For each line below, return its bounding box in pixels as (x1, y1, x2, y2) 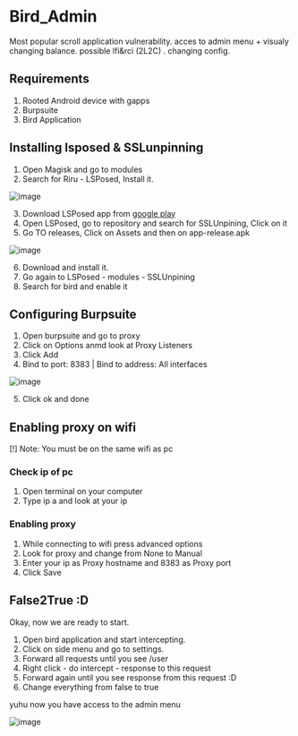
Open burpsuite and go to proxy (21, 330, 140, 341)
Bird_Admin (9, 6, 98, 27)
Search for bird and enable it (21, 280, 128, 292)
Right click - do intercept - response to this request (21, 663, 212, 673)
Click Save (21, 567, 62, 578)
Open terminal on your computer (21, 486, 143, 497)
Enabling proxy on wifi (9, 419, 137, 435)
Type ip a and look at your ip (21, 495, 128, 507)
